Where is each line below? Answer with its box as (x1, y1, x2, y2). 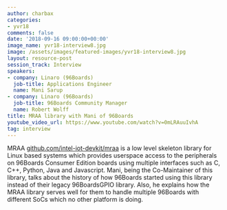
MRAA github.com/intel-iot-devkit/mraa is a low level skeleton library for (7, 144, 212, 152)
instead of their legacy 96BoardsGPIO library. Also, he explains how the (7, 180, 210, 189)
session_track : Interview (7, 61, 81, 68)
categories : (7, 17, 41, 23)
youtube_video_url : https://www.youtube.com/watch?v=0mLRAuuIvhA (7, 118, 198, 126)
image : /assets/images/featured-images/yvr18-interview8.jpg (7, 49, 186, 56)
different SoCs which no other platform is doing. (7, 196, 143, 204)
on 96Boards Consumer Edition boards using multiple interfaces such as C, (7, 159, 220, 167)
